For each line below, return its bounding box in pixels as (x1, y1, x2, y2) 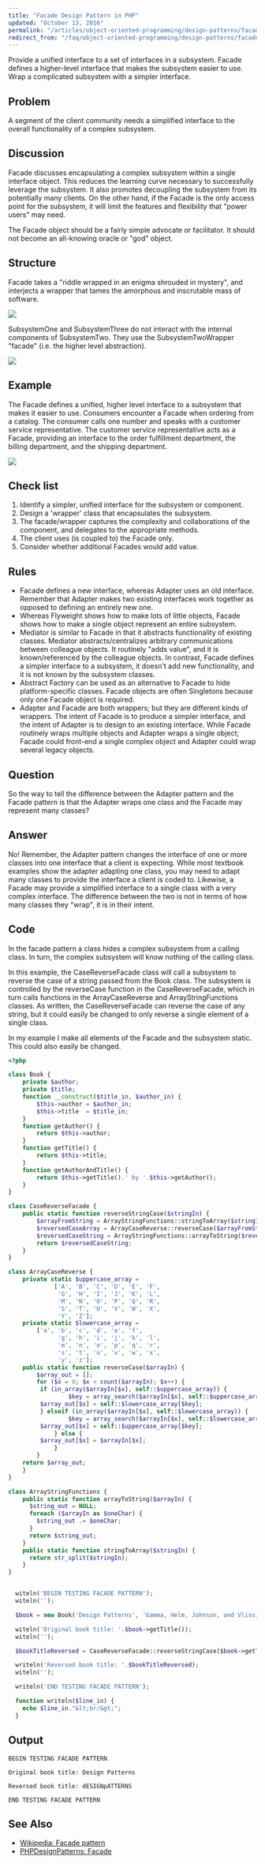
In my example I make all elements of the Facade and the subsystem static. (8, 1033, 252, 1042)
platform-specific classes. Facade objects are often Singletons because (19, 687, 254, 696)
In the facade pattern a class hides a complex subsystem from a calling (8, 944, 240, 953)
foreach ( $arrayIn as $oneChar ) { (28, 1510, 144, 1518)
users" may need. (8, 210, 65, 219)
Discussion (8, 147, 65, 160)
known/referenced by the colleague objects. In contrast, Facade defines (19, 653, 255, 663)
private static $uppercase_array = (22, 1275, 140, 1283)
